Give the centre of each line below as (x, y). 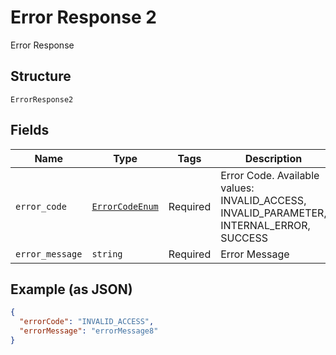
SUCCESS (244, 238)
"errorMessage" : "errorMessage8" (89, 331)
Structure (41, 76)
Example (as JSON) (71, 289)
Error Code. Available (270, 175)
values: (237, 188)
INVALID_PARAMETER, (273, 213)
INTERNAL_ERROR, (265, 225)
